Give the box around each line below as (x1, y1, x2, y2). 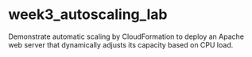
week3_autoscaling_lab (8, 6, 169, 24)
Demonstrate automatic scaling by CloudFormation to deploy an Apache (8, 32, 245, 41)
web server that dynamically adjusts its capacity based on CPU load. (8, 40, 234, 49)
